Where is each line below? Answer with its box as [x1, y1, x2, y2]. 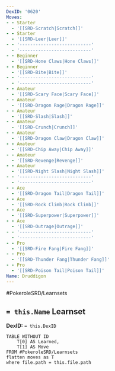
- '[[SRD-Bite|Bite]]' [11, 69, 68, 75]
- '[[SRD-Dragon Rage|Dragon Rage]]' [11, 102, 105, 108]
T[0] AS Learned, [17, 339, 60, 345]
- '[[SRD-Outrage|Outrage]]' [11, 223, 84, 229]
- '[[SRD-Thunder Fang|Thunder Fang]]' [11, 257, 110, 263]
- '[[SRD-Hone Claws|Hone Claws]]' [11, 58, 100, 64]
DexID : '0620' [6, 8, 41, 15]
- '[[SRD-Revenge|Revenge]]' [11, 158, 84, 164]
